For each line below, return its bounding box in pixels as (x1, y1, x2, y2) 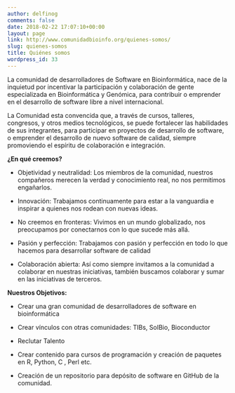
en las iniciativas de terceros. (17, 274, 102, 283)
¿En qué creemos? (7, 154, 62, 163)
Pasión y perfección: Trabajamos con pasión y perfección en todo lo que (17, 239, 228, 247)
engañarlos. (17, 183, 53, 192)
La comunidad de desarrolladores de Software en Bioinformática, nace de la (7, 75, 227, 84)
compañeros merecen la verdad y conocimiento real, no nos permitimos (17, 175, 226, 184)
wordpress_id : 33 (7, 56, 58, 63)
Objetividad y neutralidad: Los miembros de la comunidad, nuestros (17, 168, 213, 176)
